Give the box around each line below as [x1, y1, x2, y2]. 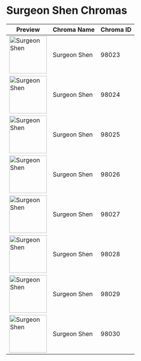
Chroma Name [53, 25, 95, 34]
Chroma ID [100, 25, 132, 34]
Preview [16, 25, 40, 34]
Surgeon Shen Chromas [6, 4, 128, 17]
